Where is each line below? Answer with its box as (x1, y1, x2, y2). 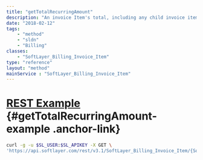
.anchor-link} (52, 122, 121, 136)
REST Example (6, 97, 80, 110)
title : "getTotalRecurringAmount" (6, 8, 94, 15)
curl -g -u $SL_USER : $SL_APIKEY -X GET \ (6, 142, 112, 149)
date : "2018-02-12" (6, 20, 56, 26)
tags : (6, 25, 20, 32)
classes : (6, 48, 28, 54)
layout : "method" (6, 65, 50, 71)
